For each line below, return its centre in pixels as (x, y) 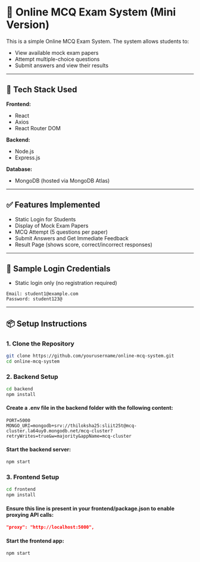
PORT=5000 (18, 421)
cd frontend (21, 489)
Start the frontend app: (35, 541)
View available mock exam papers (57, 52)
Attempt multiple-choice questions (57, 59)
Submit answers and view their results (62, 65)
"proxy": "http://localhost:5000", (50, 528)
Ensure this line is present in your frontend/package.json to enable (90, 508)
